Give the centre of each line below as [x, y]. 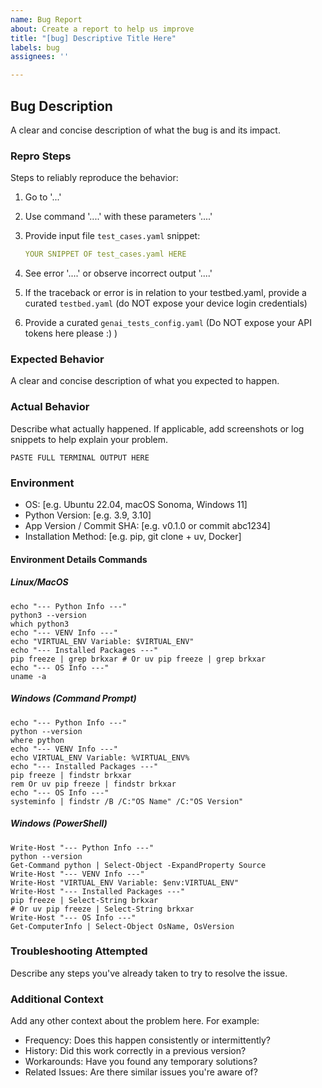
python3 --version [48, 615]
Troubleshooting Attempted [79, 951]
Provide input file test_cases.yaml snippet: [112, 236]
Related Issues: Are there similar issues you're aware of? [141, 1072]
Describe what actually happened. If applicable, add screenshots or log [157, 428]
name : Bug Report [46, 19]
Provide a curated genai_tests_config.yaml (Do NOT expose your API [168, 323]
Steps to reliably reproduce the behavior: [94, 178]
